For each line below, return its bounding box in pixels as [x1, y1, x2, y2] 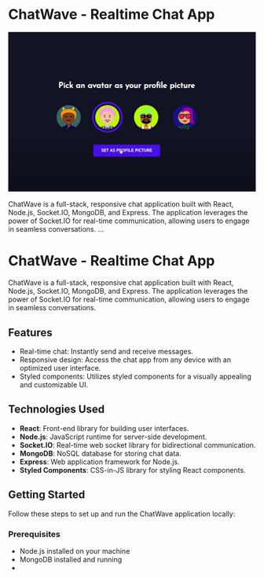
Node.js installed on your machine [19, 546, 130, 555]
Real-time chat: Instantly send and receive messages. [19, 347, 194, 357]
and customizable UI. [19, 380, 89, 390]
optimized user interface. [19, 364, 101, 373]
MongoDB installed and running [19, 554, 123, 564]
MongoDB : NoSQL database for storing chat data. [19, 448, 182, 458]
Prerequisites [8, 529, 60, 540]
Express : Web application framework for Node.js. [19, 457, 180, 466]
